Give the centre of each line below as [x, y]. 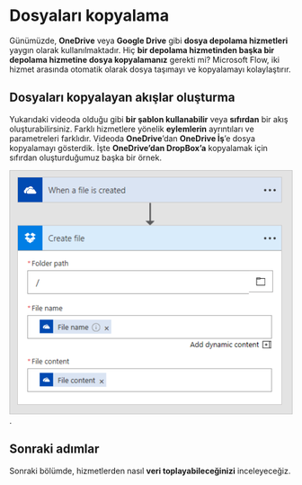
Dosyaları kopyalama [89, 16]
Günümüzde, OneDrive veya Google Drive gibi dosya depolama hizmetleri [149, 40]
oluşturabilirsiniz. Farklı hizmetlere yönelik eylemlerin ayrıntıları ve [132, 129]
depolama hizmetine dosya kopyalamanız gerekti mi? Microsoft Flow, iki [145, 59]
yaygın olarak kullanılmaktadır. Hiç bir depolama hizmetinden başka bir [142, 49]
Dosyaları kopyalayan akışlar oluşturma [122, 98]
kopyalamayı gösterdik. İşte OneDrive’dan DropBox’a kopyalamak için [138, 148]
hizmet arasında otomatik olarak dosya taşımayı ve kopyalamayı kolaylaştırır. [150, 69]
